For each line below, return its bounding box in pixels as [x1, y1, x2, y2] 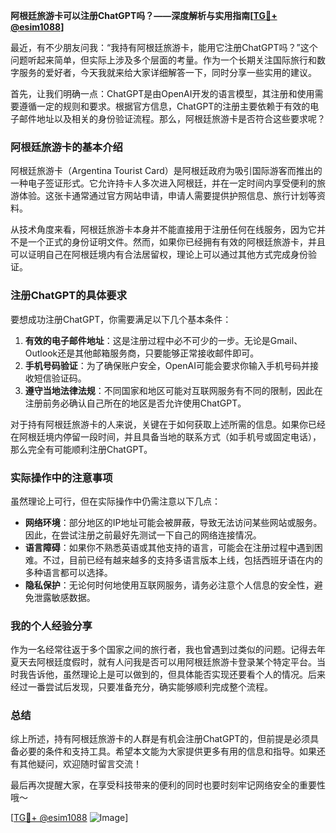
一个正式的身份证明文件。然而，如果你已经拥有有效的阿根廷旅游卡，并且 [27, 236, 326, 248]
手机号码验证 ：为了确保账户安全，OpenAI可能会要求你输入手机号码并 [24, 359, 310, 371]
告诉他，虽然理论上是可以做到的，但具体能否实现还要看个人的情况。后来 [27, 669, 326, 681]
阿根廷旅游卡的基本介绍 [10, 140, 123, 154]
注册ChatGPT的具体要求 [10, 289, 128, 303]
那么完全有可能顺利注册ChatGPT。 [10, 443, 153, 455]
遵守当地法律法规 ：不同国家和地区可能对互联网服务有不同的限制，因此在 [24, 384, 323, 396]
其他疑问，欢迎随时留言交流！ [18, 758, 142, 770]
